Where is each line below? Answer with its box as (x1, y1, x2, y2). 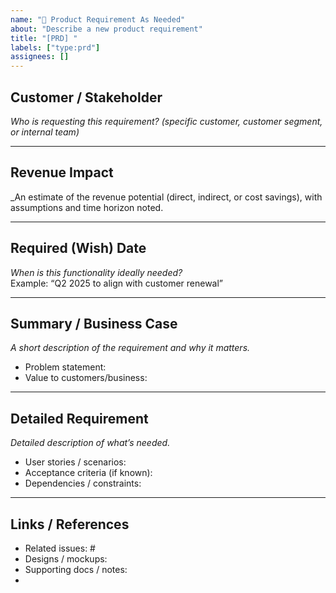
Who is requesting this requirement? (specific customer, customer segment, (10, 115, 323, 127)
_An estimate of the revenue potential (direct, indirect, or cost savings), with (10, 191, 323, 203)
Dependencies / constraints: (24, 477, 142, 490)
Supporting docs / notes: (24, 564, 128, 575)
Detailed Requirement (10, 410, 149, 427)
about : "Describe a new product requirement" (10, 24, 203, 34)
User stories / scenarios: (24, 456, 127, 468)
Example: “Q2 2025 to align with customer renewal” (10, 277, 224, 289)
